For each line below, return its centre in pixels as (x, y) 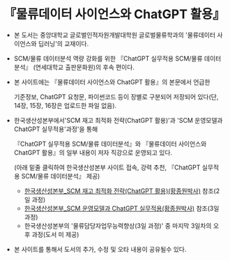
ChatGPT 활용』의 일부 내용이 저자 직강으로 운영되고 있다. (93, 152)
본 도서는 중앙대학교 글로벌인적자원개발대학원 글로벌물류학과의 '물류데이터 (115, 35)
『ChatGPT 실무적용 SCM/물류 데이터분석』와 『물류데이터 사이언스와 (110, 144)
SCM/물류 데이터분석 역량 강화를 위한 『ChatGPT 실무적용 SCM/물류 (108, 58)
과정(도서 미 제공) (55, 234)
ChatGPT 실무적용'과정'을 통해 (56, 129)
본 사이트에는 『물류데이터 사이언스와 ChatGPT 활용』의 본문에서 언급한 (112, 82)
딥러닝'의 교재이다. (63, 43)
